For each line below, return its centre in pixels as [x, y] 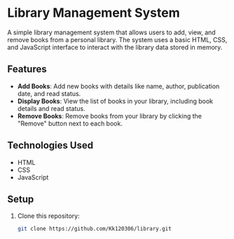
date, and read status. [49, 93]
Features [27, 69]
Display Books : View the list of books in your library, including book [115, 101]
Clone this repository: [48, 216]
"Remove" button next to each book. [70, 123]
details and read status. [51, 108]
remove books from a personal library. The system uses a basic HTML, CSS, [117, 39]
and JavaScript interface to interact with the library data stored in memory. [115, 47]
